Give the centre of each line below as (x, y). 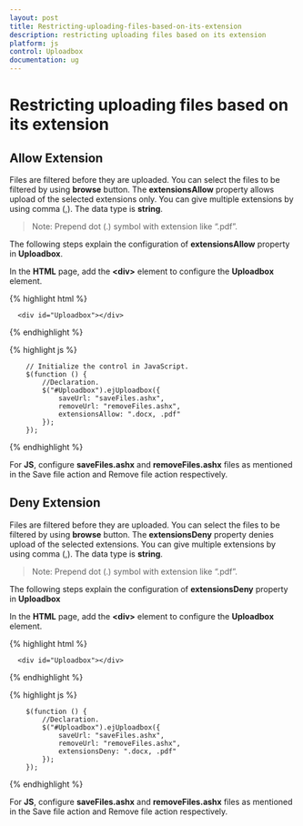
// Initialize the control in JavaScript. (107, 367)
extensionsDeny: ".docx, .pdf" (117, 751)
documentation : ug (44, 60)
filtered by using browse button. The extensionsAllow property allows (142, 189)
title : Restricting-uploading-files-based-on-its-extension (126, 26)
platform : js (34, 43)
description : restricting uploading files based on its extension (138, 35)
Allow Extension (56, 158)
